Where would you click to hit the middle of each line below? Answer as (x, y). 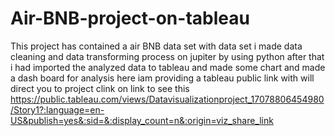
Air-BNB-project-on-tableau (130, 18)
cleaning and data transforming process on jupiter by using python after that (167, 56)
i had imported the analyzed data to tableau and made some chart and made (168, 67)
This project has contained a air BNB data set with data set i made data (156, 46)
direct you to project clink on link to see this (100, 88)
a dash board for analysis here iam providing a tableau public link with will (162, 78)
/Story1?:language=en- (57, 109)
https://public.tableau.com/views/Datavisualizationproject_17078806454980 (167, 99)
